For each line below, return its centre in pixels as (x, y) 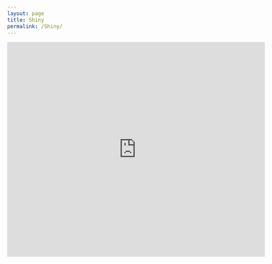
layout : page (26, 13)
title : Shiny (26, 20)
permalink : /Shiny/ (35, 26)
